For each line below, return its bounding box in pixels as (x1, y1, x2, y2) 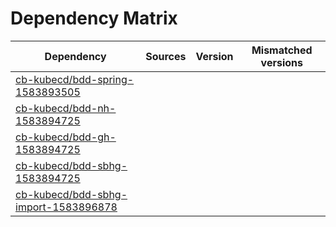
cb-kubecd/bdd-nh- (15, 101, 117, 115)
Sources (145, 49, 187, 63)
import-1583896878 (15, 200, 118, 214)
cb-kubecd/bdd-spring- (15, 72, 135, 86)
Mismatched (251, 43, 313, 57)
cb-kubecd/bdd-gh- (15, 130, 117, 144)
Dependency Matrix (10, 7, 178, 30)
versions (260, 55, 303, 69)
